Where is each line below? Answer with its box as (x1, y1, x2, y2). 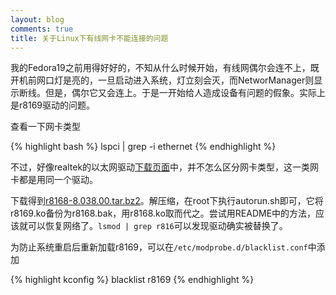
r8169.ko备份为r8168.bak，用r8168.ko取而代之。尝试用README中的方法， (10, 207, 317, 220)
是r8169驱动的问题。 (10, 99, 95, 111)
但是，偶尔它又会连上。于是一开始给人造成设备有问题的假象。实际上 (44, 87, 326, 99)
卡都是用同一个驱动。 (10, 174, 98, 186)
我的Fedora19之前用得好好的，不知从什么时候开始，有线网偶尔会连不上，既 (10, 62, 320, 74)
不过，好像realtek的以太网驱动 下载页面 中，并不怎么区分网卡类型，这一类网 (10, 161, 320, 173)
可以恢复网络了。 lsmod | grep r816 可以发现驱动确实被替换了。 (27, 220, 288, 232)
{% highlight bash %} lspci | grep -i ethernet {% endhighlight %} (10, 141, 277, 153)
